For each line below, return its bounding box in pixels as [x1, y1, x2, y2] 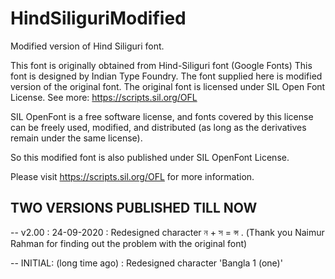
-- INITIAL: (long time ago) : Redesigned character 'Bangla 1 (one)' [10, 257, 283, 269]
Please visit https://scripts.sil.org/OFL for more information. [10, 170, 255, 182]
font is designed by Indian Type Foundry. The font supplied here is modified [10, 70, 323, 82]
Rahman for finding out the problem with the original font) [10, 237, 248, 249]
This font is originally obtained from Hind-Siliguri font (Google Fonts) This [10, 59, 313, 71]
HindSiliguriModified [10, 7, 187, 30]
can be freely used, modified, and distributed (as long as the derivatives [10, 121, 307, 133]
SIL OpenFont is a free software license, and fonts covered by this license [10, 110, 314, 122]
